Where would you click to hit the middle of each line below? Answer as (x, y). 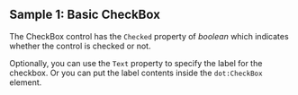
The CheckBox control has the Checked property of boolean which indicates (149, 36)
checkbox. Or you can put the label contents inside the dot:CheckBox (136, 73)
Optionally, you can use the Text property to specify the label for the (136, 63)
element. (26, 82)
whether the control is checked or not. (80, 46)
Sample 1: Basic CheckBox (85, 15)
